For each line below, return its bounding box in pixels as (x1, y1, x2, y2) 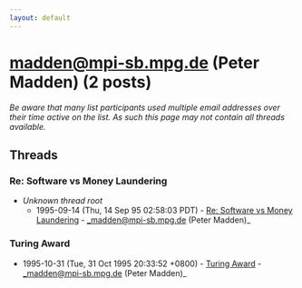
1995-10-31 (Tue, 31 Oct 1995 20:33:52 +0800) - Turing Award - (22, 258, 262, 269)
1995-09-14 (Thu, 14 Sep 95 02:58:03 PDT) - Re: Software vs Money (35, 205, 293, 216)
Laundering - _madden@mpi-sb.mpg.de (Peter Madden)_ (35, 214, 251, 225)
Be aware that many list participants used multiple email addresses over (9, 102, 281, 113)
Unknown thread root (22, 195, 102, 206)
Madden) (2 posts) (9, 72, 152, 92)
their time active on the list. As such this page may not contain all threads (9, 111, 286, 123)
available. (9, 121, 47, 132)
